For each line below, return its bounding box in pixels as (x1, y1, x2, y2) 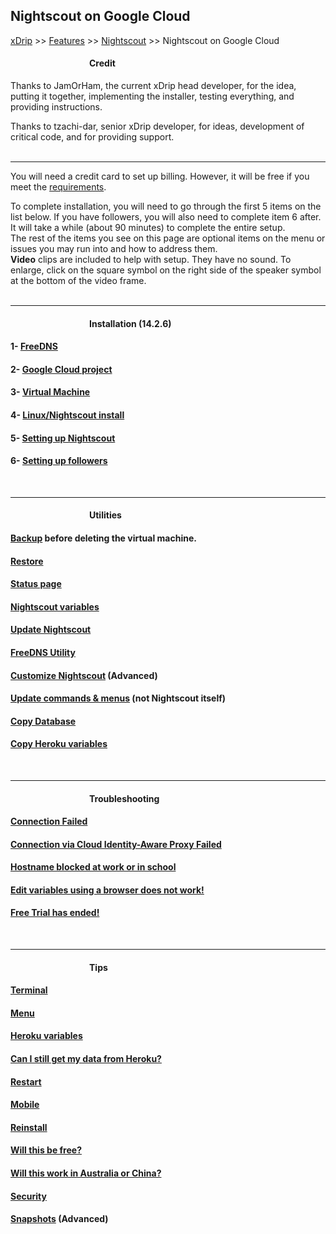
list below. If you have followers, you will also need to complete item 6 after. (10, 211, 322, 223)
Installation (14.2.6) (89, 317, 172, 329)
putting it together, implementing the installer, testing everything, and (10, 90, 295, 103)
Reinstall (10, 1121, 48, 1133)
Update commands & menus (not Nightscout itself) (10, 692, 227, 704)
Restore (10, 555, 44, 567)
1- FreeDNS (10, 340, 58, 353)
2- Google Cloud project (10, 363, 113, 375)
